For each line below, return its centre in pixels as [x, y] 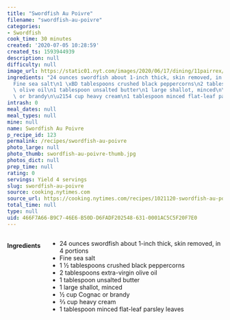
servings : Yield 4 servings [47, 179]
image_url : [23, 71]
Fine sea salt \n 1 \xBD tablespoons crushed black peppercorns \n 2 [108, 84]
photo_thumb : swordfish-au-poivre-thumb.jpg [72, 154]
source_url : [24, 199]
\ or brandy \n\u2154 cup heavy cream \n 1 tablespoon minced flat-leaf [114, 97]
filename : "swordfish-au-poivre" [55, 20]
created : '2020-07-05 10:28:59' [53, 45]
